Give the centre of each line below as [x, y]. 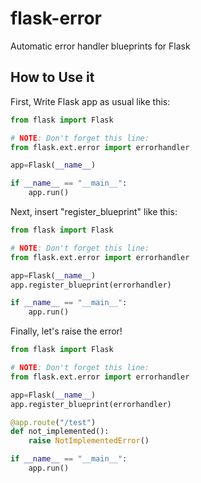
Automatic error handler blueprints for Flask [100, 46]
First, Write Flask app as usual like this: [90, 101]
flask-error [56, 18]
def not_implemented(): [60, 432]
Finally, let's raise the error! [66, 331]
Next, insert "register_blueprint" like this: [94, 211]
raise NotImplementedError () [89, 441]
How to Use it [52, 77]
